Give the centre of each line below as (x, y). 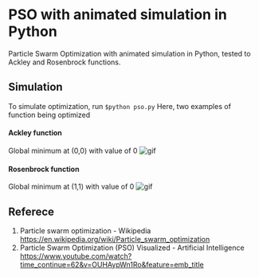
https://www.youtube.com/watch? (76, 256)
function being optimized (49, 115)
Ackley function (35, 133)
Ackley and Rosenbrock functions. (65, 62)
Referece (31, 211)
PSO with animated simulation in (118, 15)
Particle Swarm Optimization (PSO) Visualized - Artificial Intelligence (132, 248)
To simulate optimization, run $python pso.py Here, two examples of (120, 106)
